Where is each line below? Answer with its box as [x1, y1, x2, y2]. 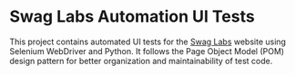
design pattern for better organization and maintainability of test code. [9, 55, 273, 66]
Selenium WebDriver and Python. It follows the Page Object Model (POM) [9, 45, 285, 56]
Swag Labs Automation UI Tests [9, 6, 255, 27]
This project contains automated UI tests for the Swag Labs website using [9, 36, 287, 47]
